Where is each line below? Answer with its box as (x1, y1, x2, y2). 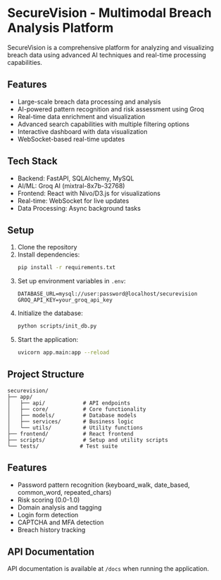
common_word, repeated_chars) (17, 488, 112, 496)
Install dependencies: (17, 250, 80, 259)
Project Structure (7, 369, 84, 381)
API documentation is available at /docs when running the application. (7, 564, 209, 573)
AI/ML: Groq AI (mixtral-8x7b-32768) (17, 181, 125, 190)
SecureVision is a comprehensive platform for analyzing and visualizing (7, 43, 215, 51)
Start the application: (17, 335, 79, 344)
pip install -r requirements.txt (17, 264, 116, 271)
